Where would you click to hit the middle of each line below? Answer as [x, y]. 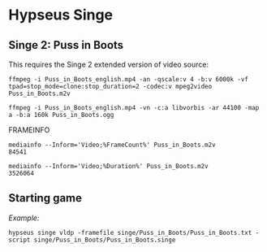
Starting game [45, 198]
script [19, 240]
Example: [24, 218]
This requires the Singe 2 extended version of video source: [109, 64]
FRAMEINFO [29, 130]
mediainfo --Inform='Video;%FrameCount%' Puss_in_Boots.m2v [112, 145]
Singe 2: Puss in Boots [66, 45]
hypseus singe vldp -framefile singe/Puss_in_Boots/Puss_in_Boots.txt [130, 232]
